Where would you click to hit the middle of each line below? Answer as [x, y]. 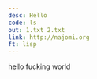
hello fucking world [39, 66]
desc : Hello [28, 15]
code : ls [22, 23]
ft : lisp [22, 45]
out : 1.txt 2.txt [37, 30]
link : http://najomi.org [49, 37]
